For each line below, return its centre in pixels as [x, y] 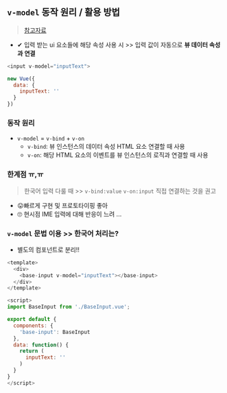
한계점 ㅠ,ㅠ [25, 175]
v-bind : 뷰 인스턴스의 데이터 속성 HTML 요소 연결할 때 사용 [106, 147]
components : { [33, 325]
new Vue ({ [21, 79]
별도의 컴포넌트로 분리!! [48, 250]
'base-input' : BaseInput [55, 332]
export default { [32, 320]
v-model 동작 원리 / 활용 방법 [63, 12]
